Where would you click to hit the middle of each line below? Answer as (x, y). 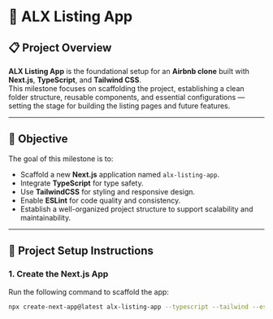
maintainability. (45, 217)
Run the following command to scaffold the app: (89, 291)
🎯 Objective (38, 139)
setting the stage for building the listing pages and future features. (119, 106)
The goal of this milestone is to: (61, 159)
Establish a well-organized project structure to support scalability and (136, 209)
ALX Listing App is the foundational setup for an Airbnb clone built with (129, 71)
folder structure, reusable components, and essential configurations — (127, 97)
